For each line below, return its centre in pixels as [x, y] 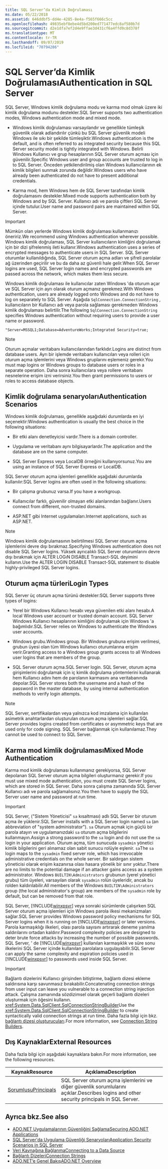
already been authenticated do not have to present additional [75, 175]
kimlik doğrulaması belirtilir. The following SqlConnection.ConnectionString [81, 310]
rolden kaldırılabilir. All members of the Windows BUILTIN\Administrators [79, 885]
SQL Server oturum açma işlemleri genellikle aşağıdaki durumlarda [74, 477]
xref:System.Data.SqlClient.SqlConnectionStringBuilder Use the [70, 1005]
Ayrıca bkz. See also [37, 1117]
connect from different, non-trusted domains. [59, 507]
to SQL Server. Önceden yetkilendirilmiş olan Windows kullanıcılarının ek [87, 165]
